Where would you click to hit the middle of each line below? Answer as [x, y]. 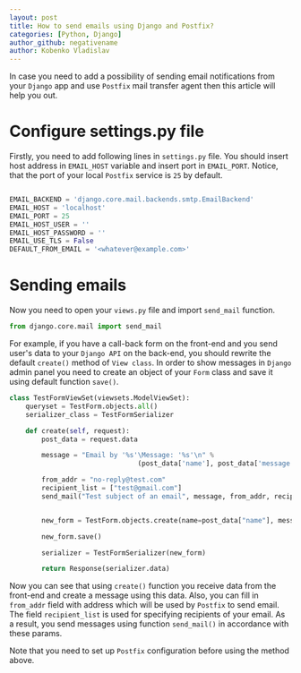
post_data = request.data [90, 439]
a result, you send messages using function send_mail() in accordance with [149, 624]
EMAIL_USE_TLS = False [52, 241]
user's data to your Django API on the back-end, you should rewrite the [140, 353]
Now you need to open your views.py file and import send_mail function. [142, 311]
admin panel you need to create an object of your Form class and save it [141, 372]
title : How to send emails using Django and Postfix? [112, 26]
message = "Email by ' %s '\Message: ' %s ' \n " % [128, 456]
